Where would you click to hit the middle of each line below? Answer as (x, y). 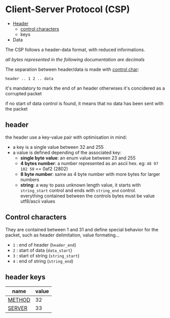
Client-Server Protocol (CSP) (68, 9)
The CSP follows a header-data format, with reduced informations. (75, 49)
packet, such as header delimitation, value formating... (63, 235)
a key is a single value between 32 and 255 (58, 147)
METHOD (19, 300)
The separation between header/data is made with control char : (72, 69)
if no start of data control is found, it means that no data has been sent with (84, 103)
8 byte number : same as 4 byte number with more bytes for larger (90, 174)
